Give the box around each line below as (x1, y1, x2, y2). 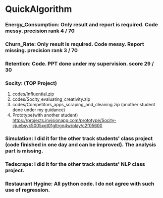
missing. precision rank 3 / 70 (5, 47, 78, 54)
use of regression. (5, 187, 51, 194)
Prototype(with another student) (12, 112, 78, 118)
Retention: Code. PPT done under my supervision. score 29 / (5, 60, 154, 67)
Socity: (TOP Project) (5, 79, 57, 86)
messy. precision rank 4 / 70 (5, 27, 75, 34)
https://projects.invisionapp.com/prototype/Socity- (12, 118, 116, 124)
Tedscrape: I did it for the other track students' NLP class (5, 161, 145, 168)
